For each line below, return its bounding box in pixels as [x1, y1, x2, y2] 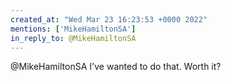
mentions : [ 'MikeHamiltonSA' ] [10, 24, 137, 34]
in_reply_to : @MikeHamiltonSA [10, 33, 137, 43]
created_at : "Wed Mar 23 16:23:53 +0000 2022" [10, 14, 208, 25]
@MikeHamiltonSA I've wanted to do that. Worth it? [10, 61, 222, 73]
